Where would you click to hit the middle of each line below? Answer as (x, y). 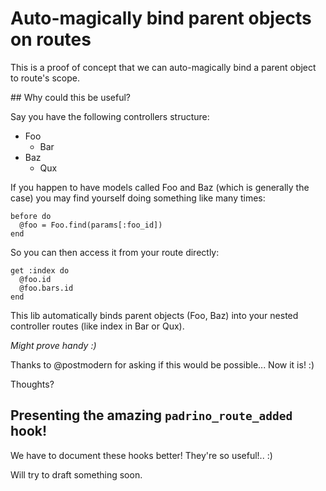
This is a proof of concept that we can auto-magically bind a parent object (163, 67)
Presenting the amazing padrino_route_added (151, 415)
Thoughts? (32, 384)
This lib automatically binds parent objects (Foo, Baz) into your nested (154, 315)
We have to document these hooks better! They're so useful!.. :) (141, 455)
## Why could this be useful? (71, 97)
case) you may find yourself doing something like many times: (138, 198)
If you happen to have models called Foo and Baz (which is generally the (160, 187)
